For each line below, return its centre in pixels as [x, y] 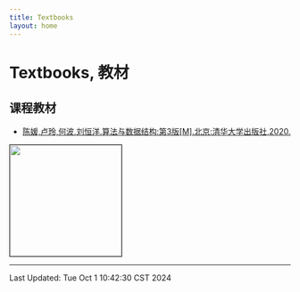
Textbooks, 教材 [69, 73]
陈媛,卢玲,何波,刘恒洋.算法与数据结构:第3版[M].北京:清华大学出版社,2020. [156, 131]
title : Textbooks [42, 17]
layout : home [33, 26]
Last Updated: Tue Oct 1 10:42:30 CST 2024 [90, 278]
